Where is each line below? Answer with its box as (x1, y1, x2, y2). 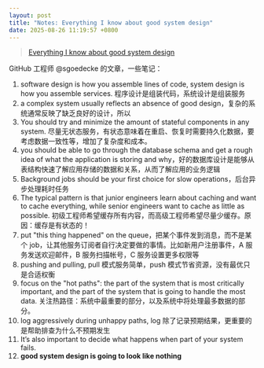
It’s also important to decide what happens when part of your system (20, 335, 244, 344)
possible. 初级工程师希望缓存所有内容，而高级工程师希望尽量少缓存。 (20, 211, 245, 220)
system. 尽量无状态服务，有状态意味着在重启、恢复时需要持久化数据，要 (20, 127, 255, 136)
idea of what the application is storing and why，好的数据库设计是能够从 (20, 155, 255, 164)
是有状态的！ (47, 221, 90, 230)
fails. (20, 343, 36, 352)
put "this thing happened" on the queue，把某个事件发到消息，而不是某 (20, 230, 252, 240)
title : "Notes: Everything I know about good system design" (9, 19, 214, 27)
